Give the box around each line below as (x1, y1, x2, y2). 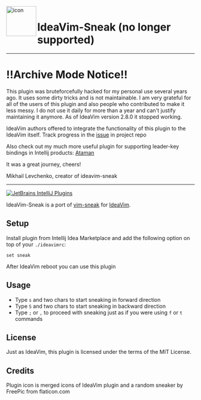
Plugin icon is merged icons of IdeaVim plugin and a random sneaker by (6, 381, 184, 389)
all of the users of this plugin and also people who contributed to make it (6, 100, 185, 107)
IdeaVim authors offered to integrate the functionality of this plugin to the (6, 125, 186, 132)
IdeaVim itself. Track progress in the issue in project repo (6, 131, 147, 138)
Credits (6, 365, 35, 376)
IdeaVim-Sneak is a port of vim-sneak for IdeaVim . (6, 201, 131, 208)
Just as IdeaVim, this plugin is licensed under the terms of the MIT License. (6, 349, 191, 356)
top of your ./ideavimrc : (6, 241, 66, 248)
